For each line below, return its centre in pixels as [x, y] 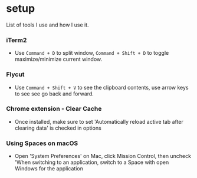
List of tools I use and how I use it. [48, 25]
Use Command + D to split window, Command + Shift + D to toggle [92, 53]
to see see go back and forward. [54, 94]
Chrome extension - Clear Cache [54, 109]
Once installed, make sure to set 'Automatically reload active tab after [99, 121]
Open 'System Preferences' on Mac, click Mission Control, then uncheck [103, 156]
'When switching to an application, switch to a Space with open [92, 162]
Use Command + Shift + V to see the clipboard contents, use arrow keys [101, 87]
